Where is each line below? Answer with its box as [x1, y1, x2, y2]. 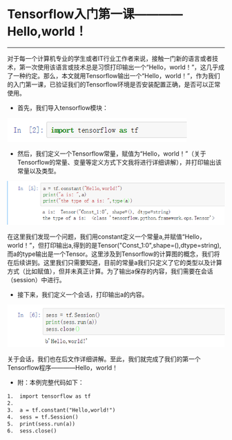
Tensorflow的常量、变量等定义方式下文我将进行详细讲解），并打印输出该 [17, 158, 222, 166]
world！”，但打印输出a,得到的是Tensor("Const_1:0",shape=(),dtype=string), [7, 241, 222, 250]
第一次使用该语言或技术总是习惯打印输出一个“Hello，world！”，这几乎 [19, 63, 219, 71]
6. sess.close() [7, 428, 57, 434]
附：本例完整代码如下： [17, 378, 84, 387]
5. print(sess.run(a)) [7, 421, 76, 428]
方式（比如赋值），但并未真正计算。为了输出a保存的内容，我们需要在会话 [7, 267, 213, 275]
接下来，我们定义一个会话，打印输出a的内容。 [17, 291, 148, 299]
